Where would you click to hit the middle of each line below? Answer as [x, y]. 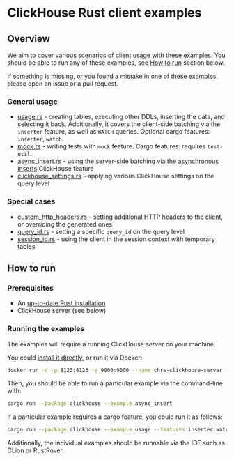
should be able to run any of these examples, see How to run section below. [116, 63]
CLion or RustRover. [36, 450]
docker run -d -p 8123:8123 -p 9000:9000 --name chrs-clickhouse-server [115, 370]
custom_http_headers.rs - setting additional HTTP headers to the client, [120, 217]
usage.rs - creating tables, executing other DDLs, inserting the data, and [121, 117]
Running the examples [46, 329]
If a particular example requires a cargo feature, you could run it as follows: [115, 417]
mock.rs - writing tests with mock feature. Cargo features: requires [111, 146]
